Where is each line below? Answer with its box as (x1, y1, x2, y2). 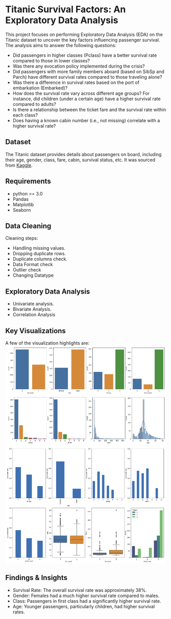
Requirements (5, 177, 51, 186)
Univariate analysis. (12, 301, 55, 307)
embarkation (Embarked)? (12, 84, 68, 91)
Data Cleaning (5, 222, 52, 230)
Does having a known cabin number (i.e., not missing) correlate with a (12, 117, 160, 123)
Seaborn (12, 207, 31, 213)
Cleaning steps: (5, 235, 38, 241)
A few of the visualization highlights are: (5, 340, 89, 346)
